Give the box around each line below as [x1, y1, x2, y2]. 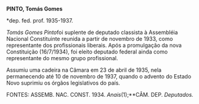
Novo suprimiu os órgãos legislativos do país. [6, 79, 120, 86]
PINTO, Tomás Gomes [6, 5, 63, 12]
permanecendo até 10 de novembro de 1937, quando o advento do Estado [6, 73, 192, 80]
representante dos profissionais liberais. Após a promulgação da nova [6, 42, 182, 49]
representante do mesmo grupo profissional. [6, 55, 119, 61]
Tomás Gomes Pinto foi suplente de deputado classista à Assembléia [6, 29, 178, 36]
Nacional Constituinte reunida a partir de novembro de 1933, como [6, 35, 173, 42]
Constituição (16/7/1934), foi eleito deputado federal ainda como [6, 48, 168, 55]
